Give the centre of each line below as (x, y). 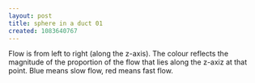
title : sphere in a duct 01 (56, 23)
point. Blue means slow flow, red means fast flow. (91, 71)
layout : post (30, 16)
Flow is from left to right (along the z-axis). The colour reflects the (119, 54)
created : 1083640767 (43, 31)
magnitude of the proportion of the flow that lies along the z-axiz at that (128, 62)
